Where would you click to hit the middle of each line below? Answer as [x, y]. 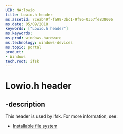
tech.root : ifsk [22, 61]
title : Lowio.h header [29, 15]
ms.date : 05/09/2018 [27, 24]
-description [25, 104]
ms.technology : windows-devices [39, 43]
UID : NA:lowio [20, 10]
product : [14, 52]
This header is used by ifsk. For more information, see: [61, 116]
